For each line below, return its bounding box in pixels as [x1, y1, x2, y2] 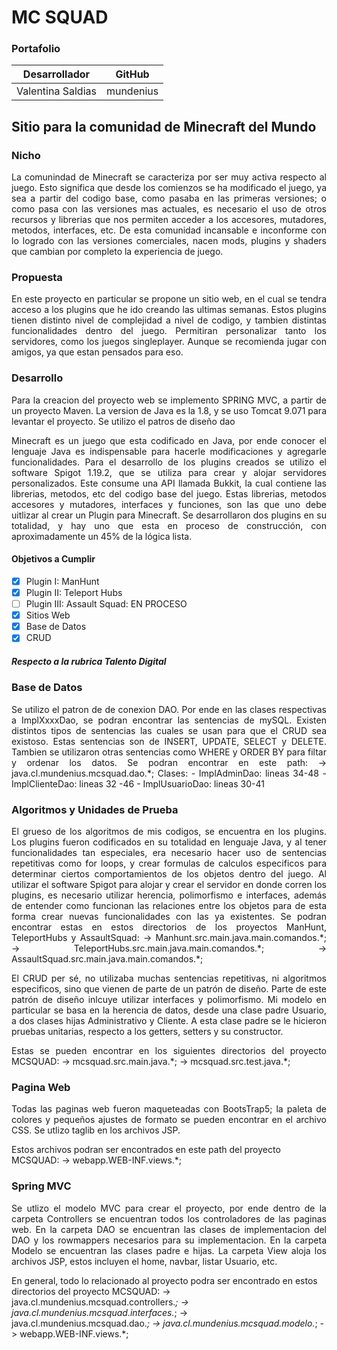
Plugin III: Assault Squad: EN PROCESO [25, 598, 188, 610]
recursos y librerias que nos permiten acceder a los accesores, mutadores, [11, 214, 327, 226]
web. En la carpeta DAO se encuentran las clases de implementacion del [11, 1223, 327, 1235]
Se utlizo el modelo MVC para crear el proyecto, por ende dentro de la [11, 1202, 327, 1214]
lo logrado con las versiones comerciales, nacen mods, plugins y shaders [11, 235, 327, 247]
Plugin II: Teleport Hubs [25, 587, 123, 599]
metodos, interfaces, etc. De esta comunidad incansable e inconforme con [11, 224, 327, 236]
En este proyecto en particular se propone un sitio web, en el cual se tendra [11, 293, 327, 305]
